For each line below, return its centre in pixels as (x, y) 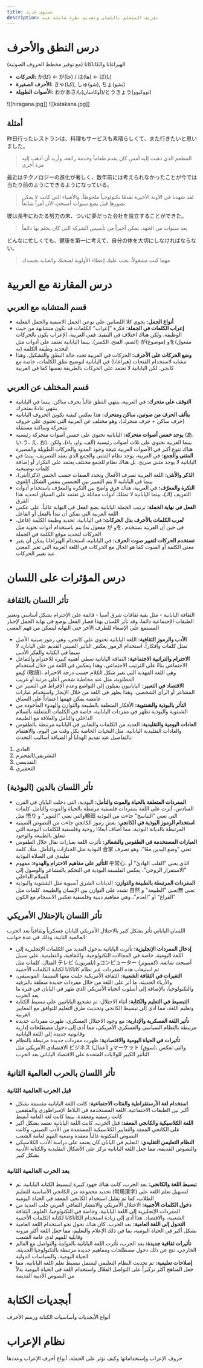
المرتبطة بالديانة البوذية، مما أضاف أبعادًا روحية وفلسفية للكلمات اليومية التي (100, 829)
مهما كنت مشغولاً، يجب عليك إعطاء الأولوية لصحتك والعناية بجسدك (96, 260)
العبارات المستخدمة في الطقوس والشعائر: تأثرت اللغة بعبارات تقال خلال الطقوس (106, 841)
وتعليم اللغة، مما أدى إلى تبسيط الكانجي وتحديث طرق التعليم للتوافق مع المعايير (105, 1008)
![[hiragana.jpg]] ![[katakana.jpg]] (48, 104)
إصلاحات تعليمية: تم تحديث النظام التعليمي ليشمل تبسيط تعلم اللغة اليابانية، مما (104, 1262)
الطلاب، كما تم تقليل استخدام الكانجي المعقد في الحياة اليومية (85, 1198)
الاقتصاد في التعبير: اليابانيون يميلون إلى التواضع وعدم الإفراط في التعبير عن (100, 686)
